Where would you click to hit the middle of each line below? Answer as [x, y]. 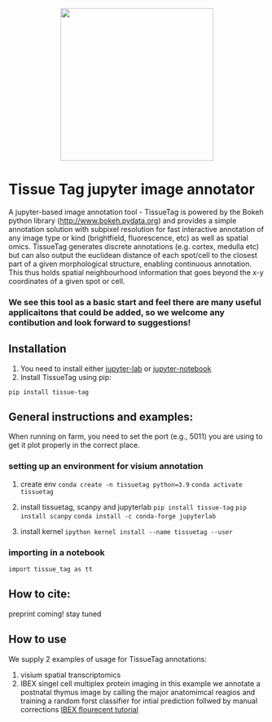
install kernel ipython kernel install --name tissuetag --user [127, 531]
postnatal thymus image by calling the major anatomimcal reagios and [138, 692]
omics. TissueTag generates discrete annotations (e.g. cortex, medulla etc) [134, 246]
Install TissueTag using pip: [66, 377]
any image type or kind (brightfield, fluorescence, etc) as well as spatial [128, 238]
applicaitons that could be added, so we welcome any [117, 312]
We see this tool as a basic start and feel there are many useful [135, 302]
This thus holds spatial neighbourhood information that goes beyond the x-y [136, 272]
